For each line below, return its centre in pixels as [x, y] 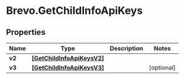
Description [126, 49]
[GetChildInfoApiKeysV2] [68, 58]
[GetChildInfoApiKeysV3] [68, 68]
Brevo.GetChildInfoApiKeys [74, 11]
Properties [26, 32]
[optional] [162, 68]
